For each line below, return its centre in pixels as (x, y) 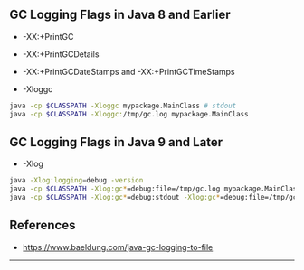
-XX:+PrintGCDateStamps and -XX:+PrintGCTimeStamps (128, 71)
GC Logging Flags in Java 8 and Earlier (120, 15)
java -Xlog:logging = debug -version (76, 181)
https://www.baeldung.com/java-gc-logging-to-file (118, 247)
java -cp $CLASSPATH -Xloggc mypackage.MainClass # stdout (123, 106)
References (43, 225)
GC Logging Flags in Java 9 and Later (116, 142)
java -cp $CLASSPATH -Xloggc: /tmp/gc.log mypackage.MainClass (129, 114)
